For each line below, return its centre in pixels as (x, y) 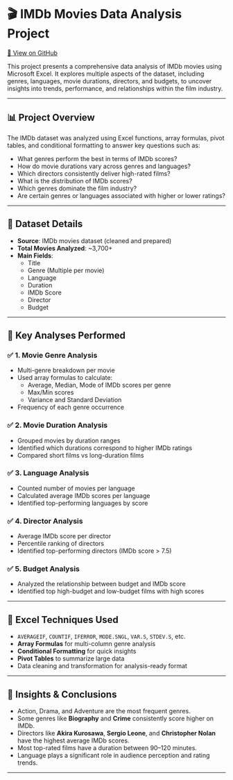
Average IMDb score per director (64, 536)
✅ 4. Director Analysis (45, 521)
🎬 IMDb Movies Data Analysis (95, 14)
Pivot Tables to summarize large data (71, 658)
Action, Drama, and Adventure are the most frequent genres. (104, 711)
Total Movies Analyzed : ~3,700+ (65, 248)
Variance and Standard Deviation (75, 400)
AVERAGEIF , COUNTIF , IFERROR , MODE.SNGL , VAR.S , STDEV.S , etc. (101, 636)
